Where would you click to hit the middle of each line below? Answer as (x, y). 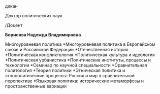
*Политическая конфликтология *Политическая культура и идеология (80, 55)
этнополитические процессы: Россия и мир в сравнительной (70, 76)
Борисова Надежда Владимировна (43, 35)
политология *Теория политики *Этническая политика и (65, 70)
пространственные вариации (36, 86)
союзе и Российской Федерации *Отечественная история (67, 49)
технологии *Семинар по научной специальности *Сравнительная (76, 65)
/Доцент (14, 25)
